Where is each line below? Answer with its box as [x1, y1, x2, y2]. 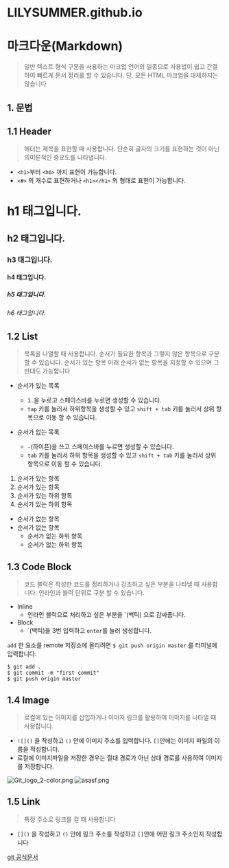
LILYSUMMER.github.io [7, 5, 143, 21]
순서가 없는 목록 [16, 428, 60, 436]
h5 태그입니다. [7, 290, 46, 299]
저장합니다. [24, 762, 55, 771]
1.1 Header [7, 125, 52, 137]
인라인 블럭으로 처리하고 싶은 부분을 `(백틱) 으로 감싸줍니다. [27, 611, 186, 619]
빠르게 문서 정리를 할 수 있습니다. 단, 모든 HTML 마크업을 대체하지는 [36, 71, 218, 80]
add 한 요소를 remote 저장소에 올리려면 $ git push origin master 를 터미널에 [7, 641, 218, 649]
